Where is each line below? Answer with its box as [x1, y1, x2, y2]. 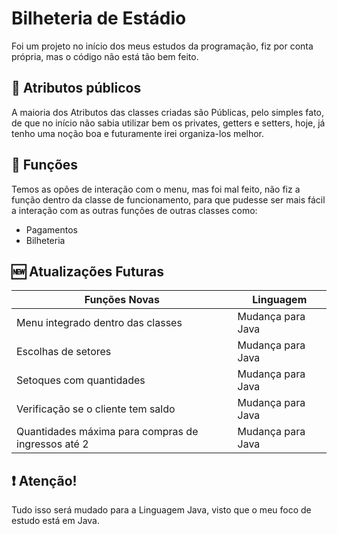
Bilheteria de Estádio [11, 7, 187, 30]
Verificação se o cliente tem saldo [16, 402, 176, 416]
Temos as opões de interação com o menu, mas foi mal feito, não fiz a [11, 183, 301, 195]
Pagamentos [25, 223, 78, 236]
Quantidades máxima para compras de [16, 425, 199, 439]
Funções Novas [84, 293, 160, 307]
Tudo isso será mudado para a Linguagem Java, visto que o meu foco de [11, 504, 312, 516]
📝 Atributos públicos [11, 80, 142, 97]
